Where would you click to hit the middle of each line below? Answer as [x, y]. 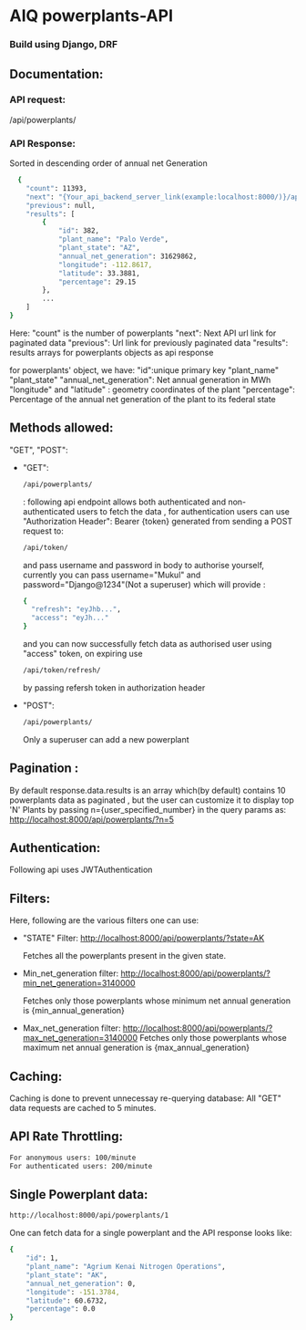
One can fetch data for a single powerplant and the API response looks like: [151, 1233]
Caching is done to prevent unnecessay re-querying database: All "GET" [146, 1098]
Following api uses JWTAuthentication [81, 870]
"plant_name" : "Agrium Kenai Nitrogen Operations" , [126, 1267]
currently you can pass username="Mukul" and [112, 575]
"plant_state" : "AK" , [66, 1275]
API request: [38, 99]
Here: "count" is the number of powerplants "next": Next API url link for [143, 333]
